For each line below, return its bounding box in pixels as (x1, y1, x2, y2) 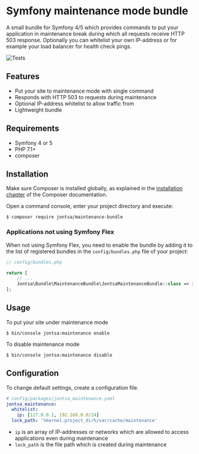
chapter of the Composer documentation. (6, 191, 108, 198)
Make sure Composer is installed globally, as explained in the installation (6, 185, 183, 192)
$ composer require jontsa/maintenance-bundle (6, 214, 123, 220)
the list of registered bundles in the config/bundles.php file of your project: (6, 248, 188, 255)
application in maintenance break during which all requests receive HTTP (6, 30, 185, 37)
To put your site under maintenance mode (6, 319, 108, 326)
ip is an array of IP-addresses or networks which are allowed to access (14, 428, 189, 436)
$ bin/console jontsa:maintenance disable (6, 352, 113, 358)
